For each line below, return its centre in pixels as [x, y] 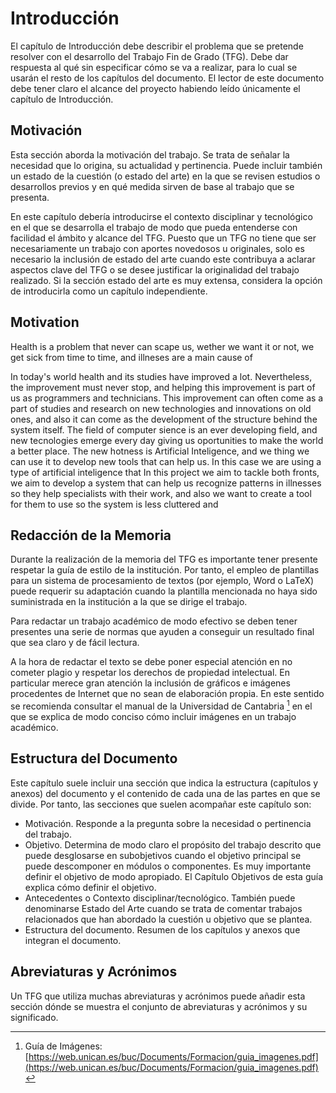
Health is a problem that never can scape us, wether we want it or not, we [162, 346]
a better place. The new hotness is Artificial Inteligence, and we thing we [160, 451]
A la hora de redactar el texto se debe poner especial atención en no [151, 662]
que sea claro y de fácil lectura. [75, 643]
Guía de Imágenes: [63, 1046]
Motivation [45, 322]
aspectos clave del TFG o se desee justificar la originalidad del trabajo [155, 269]
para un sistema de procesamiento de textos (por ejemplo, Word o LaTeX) [162, 581]
